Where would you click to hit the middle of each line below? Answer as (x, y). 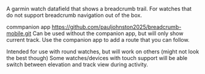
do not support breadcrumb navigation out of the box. (74, 15)
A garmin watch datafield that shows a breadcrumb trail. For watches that (99, 9)
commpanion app (28, 27)
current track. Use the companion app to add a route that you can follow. (98, 40)
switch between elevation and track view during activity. (77, 64)
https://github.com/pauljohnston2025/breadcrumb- (117, 27)
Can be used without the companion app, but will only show (108, 33)
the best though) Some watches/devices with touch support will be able (97, 58)
